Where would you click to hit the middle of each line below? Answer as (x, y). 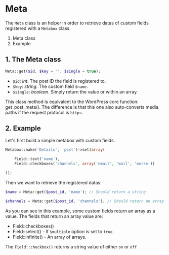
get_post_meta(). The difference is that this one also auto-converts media (82, 107)
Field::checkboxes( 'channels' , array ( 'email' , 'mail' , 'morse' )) (85, 164)
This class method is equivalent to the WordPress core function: (72, 102)
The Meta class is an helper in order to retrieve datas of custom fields (77, 23)
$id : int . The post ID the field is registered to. (59, 81)
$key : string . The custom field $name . (50, 86)
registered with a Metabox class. (38, 28)
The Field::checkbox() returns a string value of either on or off (71, 246)
